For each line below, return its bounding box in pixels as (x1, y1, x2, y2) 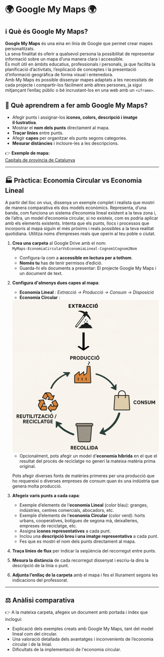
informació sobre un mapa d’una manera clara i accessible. (5, 56, 124, 62)
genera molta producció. (12, 483, 62, 489)
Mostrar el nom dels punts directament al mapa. (12, 125, 110, 130)
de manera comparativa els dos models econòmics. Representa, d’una (5, 205, 146, 211)
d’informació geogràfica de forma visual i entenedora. (5, 72, 114, 77)
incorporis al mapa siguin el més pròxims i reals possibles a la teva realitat (5, 225, 154, 231)
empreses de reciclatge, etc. (19, 523, 77, 529)
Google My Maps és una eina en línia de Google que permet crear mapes (5, 41, 153, 46)
